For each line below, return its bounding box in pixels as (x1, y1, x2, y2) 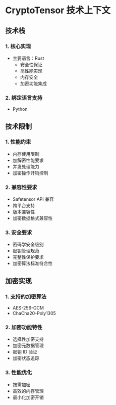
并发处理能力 (12, 163, 39, 169)
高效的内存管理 (12, 388, 44, 394)
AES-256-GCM (12, 305, 44, 311)
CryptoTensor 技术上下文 (5, 5, 111, 16)
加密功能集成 (20, 80, 47, 86)
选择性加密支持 (12, 336, 44, 342)
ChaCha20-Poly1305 (12, 310, 56, 317)
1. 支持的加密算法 (5, 293, 47, 300)
